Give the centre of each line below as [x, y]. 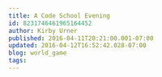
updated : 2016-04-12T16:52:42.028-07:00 [78, 46]
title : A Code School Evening [60, 16]
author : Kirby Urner [43, 30]
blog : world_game [38, 53]
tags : [17, 61]
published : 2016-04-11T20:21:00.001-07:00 [81, 38]
